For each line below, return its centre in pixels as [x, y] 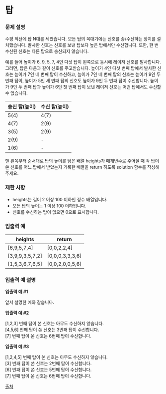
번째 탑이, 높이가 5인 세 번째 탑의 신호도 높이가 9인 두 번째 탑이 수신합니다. [77, 81]
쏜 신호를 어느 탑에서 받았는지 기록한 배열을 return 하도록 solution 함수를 [76, 167]
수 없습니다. [17, 93]
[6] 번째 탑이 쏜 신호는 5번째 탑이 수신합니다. [48, 370]
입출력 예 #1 [17, 292]
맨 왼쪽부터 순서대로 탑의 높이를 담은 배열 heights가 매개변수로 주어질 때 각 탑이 [82, 161]
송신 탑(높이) [22, 107]
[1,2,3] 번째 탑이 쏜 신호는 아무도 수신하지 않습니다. [55, 324]
